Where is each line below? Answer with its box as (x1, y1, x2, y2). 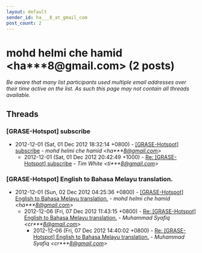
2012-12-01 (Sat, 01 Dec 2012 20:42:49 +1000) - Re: (24, 154, 154, 160)
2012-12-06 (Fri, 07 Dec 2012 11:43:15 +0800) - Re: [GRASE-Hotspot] (24, 208, 196, 215)
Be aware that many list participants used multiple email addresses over (6, 79, 187, 86)
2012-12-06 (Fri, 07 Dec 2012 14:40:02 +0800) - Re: (33, 227, 163, 234)
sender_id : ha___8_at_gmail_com (6, 14, 87, 20)
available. (6, 92, 31, 99)
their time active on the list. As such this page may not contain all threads (6, 85, 190, 92)
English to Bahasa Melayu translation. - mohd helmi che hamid (14, 195, 171, 202)
